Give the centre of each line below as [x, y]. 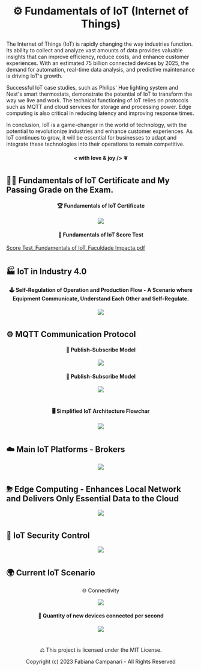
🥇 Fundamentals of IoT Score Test [101, 234]
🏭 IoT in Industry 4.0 [46, 271]
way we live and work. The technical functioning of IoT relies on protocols [97, 100]
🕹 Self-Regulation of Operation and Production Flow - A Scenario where [101, 290]
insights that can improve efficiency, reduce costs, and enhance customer [98, 57]
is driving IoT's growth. [34, 76]
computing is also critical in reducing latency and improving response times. [100, 113]
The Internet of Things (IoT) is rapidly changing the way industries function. [100, 44]
